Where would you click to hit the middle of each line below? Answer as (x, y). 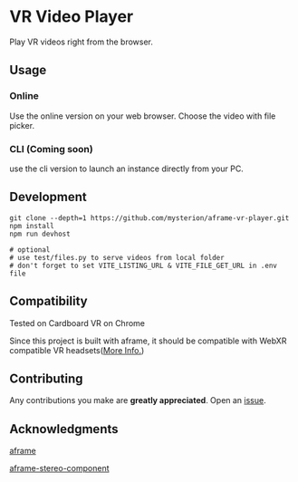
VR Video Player (72, 17)
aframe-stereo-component (59, 468)
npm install (32, 226)
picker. (22, 125)
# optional (30, 250)
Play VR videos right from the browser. (82, 42)
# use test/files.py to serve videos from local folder (117, 257)
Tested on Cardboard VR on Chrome (77, 323)
